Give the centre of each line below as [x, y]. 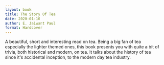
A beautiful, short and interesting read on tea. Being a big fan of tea [73, 42]
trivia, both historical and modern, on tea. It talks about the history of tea [78, 52]
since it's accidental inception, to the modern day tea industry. [68, 57]
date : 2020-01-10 [23, 19]
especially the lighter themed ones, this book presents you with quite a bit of [82, 47]
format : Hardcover [24, 28]
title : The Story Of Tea [30, 14]
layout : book [18, 10]
